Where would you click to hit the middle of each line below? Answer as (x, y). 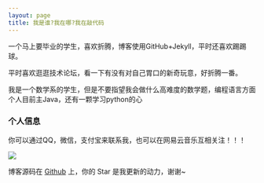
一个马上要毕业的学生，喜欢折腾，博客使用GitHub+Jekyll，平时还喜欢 (121, 46)
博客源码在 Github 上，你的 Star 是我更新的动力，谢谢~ (97, 171)
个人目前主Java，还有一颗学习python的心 (75, 99)
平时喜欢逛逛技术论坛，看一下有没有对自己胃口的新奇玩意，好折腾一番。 (125, 72)
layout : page (29, 15)
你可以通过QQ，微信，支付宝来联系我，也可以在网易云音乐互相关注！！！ (127, 140)
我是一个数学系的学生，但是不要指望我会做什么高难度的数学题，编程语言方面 (132, 89)
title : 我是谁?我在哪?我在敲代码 (56, 23)
